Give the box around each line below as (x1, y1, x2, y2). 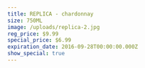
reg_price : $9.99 (7, 30, 59, 38)
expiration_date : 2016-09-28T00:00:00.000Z (7, 43, 139, 50)
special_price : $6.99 (7, 37, 72, 44)
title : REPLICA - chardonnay (7, 10, 94, 18)
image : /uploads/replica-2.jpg (7, 23, 100, 30)
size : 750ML (7, 17, 43, 24)
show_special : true (7, 50, 65, 57)
